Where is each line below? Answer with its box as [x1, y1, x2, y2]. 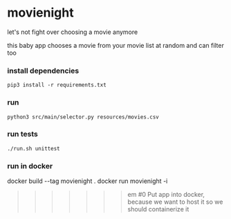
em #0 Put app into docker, [127, 191, 205, 199]
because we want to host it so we [127, 198, 223, 206]
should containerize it [127, 205, 190, 213]
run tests [7, 130, 38, 139]
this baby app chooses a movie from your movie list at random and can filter [7, 41, 225, 49]
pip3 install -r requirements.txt [7, 82, 107, 89]
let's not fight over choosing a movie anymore [7, 28, 138, 36]
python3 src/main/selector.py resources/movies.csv [7, 113, 159, 121]
